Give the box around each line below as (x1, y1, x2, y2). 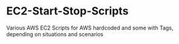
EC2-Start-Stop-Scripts (6, 4, 129, 18)
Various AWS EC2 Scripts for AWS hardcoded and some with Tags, (6, 24, 174, 31)
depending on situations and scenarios (6, 30, 104, 37)
